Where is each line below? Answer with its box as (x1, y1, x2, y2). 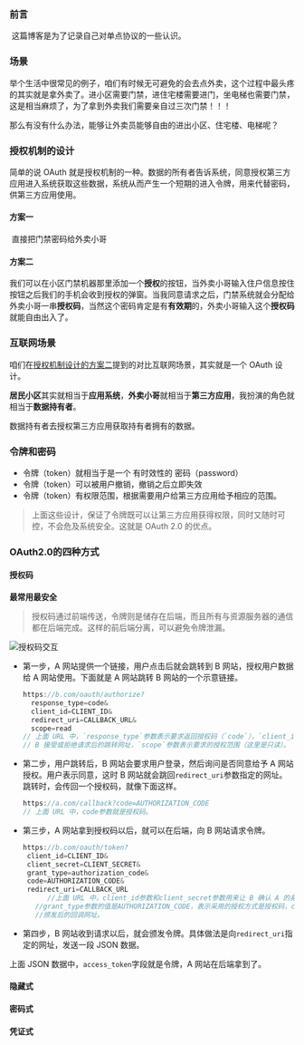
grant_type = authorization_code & (26, 868, 149, 877)
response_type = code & (31, 698, 109, 708)
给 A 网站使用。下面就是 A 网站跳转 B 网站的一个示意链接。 (22, 672, 242, 683)
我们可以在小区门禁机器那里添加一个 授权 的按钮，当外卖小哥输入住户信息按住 (9, 278, 295, 289)
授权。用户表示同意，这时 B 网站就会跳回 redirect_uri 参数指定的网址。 (22, 769, 288, 780)
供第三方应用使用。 (9, 189, 81, 200)
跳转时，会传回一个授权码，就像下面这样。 (22, 781, 182, 792)
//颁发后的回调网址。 (34, 910, 104, 919)
